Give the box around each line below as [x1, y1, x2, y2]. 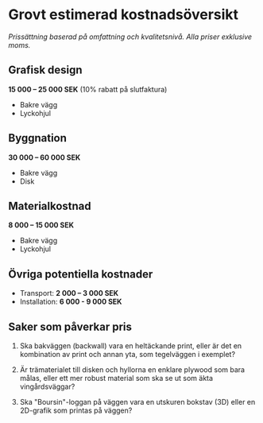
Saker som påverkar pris [8, 320, 133, 333]
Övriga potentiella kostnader [8, 267, 153, 281]
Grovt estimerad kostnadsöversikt [8, 6, 239, 24]
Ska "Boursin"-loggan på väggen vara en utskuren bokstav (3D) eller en [19, 398, 256, 406]
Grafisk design [8, 64, 83, 77]
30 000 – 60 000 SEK [8, 153, 81, 162]
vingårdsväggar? [19, 382, 75, 391]
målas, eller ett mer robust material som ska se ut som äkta [19, 374, 213, 382]
